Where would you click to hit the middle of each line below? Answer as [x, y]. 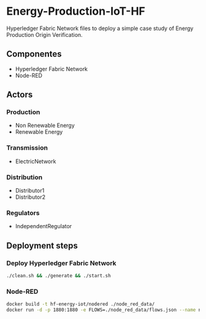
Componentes [34, 54]
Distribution [25, 177]
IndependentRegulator [44, 226]
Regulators [23, 213]
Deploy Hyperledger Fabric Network [61, 263]
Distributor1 [30, 191]
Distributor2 [30, 197]
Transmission [27, 148]
